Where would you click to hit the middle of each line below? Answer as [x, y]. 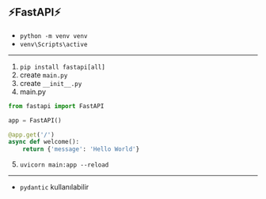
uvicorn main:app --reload [64, 165]
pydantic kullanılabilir [54, 187]
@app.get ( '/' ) [32, 135]
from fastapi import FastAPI [56, 106]
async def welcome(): [44, 142]
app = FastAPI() [35, 120]
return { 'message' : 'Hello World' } [81, 149]
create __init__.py [51, 83]
